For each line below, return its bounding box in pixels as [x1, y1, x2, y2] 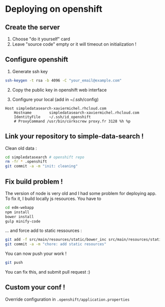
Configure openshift [5, 56, 69, 64]
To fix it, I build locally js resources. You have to [5, 195, 102, 201]
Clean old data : [5, 145, 37, 151]
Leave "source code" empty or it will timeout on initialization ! [12, 41, 137, 47]
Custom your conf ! [5, 283, 65, 292]
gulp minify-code [5, 219, 41, 224]
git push [5, 260, 23, 265]
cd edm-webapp [5, 205, 34, 210]
